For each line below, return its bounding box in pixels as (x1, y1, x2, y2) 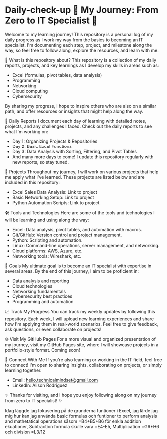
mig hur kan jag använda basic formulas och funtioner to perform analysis (5, 413, 157, 419)
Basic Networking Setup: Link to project (12, 194, 94, 200)
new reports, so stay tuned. (12, 159, 69, 165)
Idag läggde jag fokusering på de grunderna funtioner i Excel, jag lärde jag (5, 407, 158, 413)
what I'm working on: (5, 128, 48, 134)
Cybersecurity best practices (12, 293, 73, 299)
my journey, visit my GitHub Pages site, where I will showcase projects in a (5, 341, 159, 348)
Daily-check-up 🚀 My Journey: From (5, 4, 159, 16)
